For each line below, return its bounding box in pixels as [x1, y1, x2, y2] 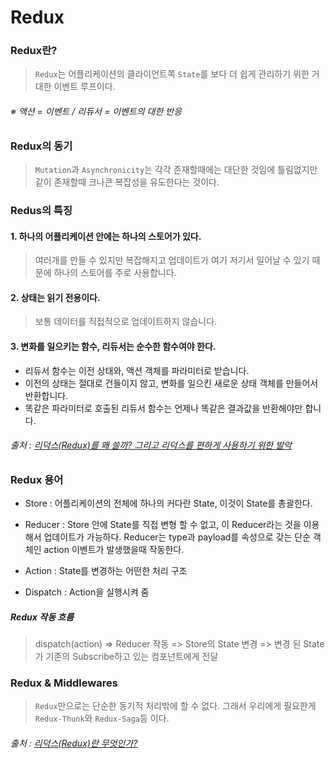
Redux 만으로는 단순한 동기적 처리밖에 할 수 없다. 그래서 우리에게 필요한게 [34, 700, 317, 712]
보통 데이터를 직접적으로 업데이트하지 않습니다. [34, 316, 218, 328]
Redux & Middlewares [10, 676, 118, 690]
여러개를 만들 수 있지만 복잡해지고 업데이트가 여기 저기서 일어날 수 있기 [34, 254, 310, 266]
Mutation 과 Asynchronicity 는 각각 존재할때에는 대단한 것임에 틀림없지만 [34, 164, 318, 176]
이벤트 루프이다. [53, 81, 116, 93]
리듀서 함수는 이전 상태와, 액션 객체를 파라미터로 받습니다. [24, 364, 250, 376]
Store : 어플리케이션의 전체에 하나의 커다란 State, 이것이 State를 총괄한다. [24, 497, 313, 510]
